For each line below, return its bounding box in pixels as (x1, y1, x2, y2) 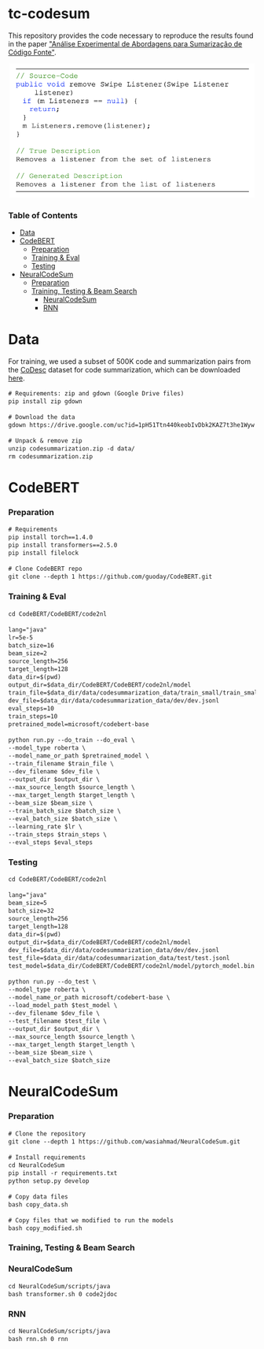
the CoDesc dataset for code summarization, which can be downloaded (8, 365, 241, 374)
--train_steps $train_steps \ (8, 830, 108, 839)
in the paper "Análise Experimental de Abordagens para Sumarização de (8, 39, 243, 48)
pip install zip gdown (8, 397, 82, 406)
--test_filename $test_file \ (8, 1017, 108, 1025)
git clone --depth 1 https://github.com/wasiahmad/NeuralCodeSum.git (8, 1137, 241, 1146)
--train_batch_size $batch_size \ (8, 806, 122, 815)
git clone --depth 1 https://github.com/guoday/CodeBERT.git (8, 573, 213, 581)
